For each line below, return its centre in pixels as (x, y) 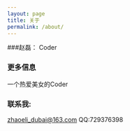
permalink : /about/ (36, 27)
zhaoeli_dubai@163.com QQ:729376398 (65, 119)
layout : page (26, 14)
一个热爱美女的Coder (38, 84)
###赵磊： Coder (32, 48)
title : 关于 (23, 20)
